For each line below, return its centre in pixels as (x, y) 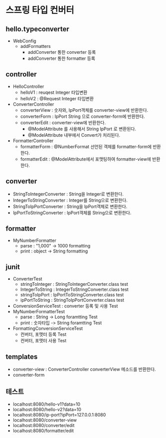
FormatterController (33, 141)
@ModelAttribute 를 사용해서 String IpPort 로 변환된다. (82, 129)
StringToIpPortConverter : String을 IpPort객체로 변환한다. (70, 206)
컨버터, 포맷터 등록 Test (43, 334)
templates (22, 356)
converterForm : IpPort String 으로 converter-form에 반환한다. (83, 116)
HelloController (28, 86)
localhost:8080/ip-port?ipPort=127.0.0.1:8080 (59, 415)
